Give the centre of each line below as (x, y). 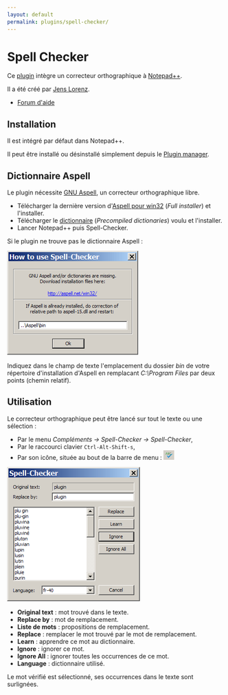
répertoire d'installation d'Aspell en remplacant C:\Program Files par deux (111, 373)
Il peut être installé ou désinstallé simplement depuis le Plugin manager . (108, 154)
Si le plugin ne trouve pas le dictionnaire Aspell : (75, 241)
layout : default (30, 14)
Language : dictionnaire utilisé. (61, 663)
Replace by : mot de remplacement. (68, 619)
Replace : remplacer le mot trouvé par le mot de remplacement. (107, 634)
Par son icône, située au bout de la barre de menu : (90, 457)
